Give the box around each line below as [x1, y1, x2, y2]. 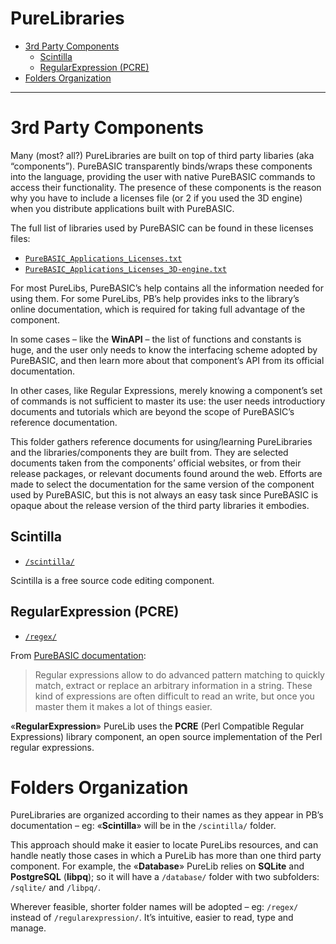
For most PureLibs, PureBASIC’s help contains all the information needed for [10, 282, 324, 294]
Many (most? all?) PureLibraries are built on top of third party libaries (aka [10, 149, 315, 161]
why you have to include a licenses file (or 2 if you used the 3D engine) [10, 192, 303, 204]
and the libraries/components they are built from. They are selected [10, 446, 289, 458]
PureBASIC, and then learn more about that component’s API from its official [10, 354, 325, 366]
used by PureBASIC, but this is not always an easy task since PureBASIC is [10, 488, 319, 501]
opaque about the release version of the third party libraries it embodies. [10, 499, 310, 511]
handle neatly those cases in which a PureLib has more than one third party [10, 850, 322, 862]
